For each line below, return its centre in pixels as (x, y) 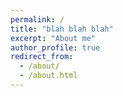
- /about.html (48, 76)
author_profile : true (55, 47)
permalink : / (37, 19)
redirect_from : (42, 57)
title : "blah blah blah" (62, 29)
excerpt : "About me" (53, 38)
